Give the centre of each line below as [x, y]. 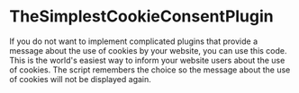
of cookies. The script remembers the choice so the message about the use [150, 70]
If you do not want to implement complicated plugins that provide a [134, 41]
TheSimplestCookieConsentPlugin [141, 17]
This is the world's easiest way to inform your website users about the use [147, 60]
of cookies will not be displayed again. [80, 79]
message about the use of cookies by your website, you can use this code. [148, 50]
